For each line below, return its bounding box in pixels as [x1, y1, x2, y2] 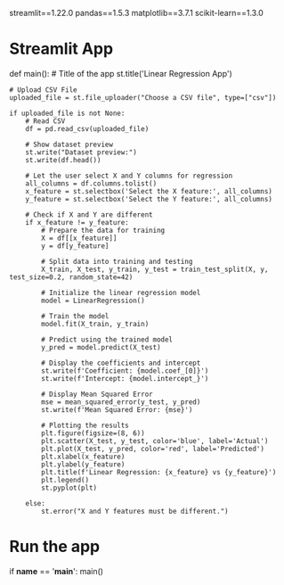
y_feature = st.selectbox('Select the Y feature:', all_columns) [25, 194, 273, 203]
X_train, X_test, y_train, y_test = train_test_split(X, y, [41, 265, 269, 274]
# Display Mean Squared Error [41, 390, 153, 399]
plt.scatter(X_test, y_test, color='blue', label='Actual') [41, 436, 269, 445]
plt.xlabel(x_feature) [41, 452, 126, 461]
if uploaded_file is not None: [9, 109, 126, 118]
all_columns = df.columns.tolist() [25, 178, 158, 188]
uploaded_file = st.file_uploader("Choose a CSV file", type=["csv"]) [9, 93, 277, 102]
